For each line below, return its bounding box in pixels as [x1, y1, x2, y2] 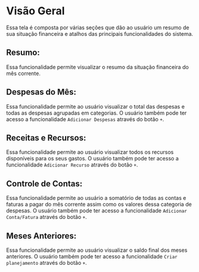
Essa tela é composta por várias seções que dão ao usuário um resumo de [6, 24, 189, 31]
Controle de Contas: [6, 178, 83, 188]
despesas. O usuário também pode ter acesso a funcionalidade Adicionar [6, 207, 188, 214]
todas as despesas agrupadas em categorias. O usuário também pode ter [6, 109, 187, 116]
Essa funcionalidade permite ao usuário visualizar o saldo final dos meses [6, 246, 188, 254]
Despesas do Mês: [6, 87, 76, 97]
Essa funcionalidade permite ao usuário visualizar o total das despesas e [6, 103, 185, 110]
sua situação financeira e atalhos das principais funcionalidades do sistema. [6, 30, 194, 37]
